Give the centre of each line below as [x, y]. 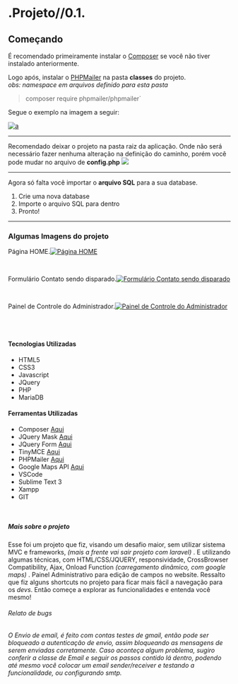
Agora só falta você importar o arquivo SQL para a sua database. [103, 182]
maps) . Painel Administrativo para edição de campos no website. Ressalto [117, 574]
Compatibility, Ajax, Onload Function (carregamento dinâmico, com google [117, 567]
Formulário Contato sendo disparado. [63, 279]
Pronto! [29, 211]
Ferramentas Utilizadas [43, 413]
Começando [36, 39]
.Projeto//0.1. [47, 13]
